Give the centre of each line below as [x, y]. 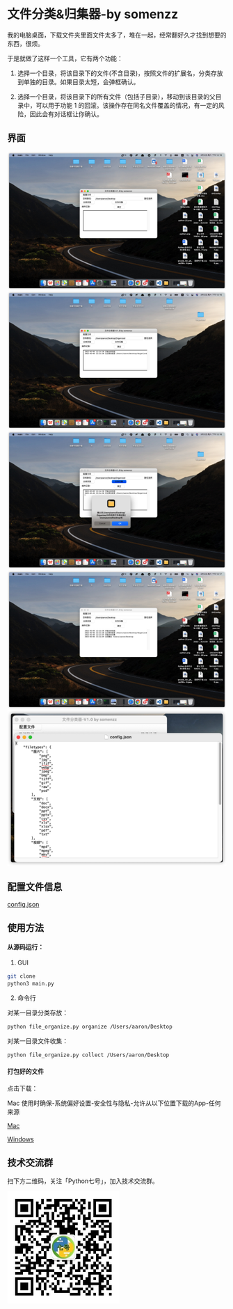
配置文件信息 [35, 887]
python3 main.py [31, 984]
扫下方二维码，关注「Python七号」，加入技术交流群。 [83, 1181]
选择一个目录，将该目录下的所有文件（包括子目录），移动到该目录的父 [116, 96]
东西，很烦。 [25, 43]
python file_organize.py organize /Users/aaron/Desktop [90, 1027]
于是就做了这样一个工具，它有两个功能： [65, 58]
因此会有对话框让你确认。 [66, 114]
